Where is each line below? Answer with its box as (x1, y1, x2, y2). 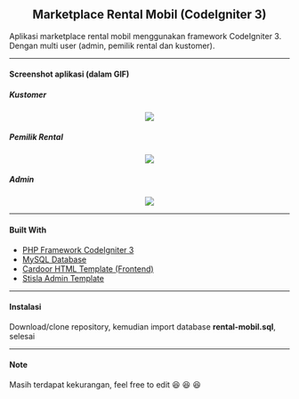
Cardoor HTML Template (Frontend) (21, 263, 154, 274)
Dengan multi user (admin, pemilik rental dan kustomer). (9, 40, 215, 51)
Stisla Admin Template (21, 273, 105, 283)
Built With (9, 224, 47, 235)
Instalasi (9, 302, 42, 313)
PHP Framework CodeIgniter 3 (21, 244, 134, 255)
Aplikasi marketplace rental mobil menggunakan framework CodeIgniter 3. (9, 30, 282, 41)
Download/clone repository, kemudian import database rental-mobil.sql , (9, 321, 276, 332)
